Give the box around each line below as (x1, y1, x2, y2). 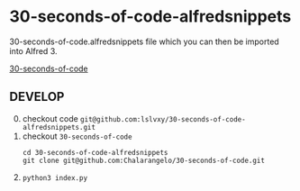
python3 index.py (22, 173, 88, 182)
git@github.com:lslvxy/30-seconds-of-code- (79, 114, 246, 123)
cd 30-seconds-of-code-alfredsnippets (22, 148, 168, 157)
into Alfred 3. (9, 45, 58, 56)
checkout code (22, 113, 78, 123)
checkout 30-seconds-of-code (22, 131, 132, 141)
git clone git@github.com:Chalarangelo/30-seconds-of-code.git (22, 156, 266, 165)
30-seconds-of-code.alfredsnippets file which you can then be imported (9, 36, 279, 47)
